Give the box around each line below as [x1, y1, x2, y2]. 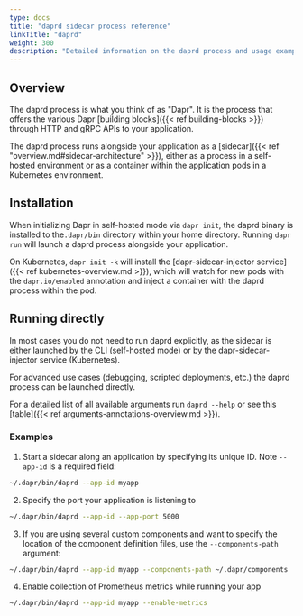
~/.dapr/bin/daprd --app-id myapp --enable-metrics [9, 599, 207, 608]
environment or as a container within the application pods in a [37, 160, 267, 170]
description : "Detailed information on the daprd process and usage [9, 47, 272, 56]
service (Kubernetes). [39, 354, 120, 365]
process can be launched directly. [9, 381, 135, 392]
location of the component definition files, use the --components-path [22, 538, 279, 548]
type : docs [9, 13, 50, 23]
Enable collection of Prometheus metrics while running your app [22, 581, 262, 592]
